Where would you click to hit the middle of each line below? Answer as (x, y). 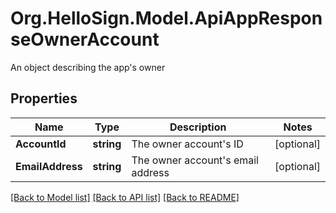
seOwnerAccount (85, 39)
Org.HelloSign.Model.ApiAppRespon (166, 18)
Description (198, 127)
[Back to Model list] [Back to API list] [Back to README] (125, 197)
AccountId (41, 144)
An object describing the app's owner (88, 67)
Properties (44, 98)
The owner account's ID (187, 144)
